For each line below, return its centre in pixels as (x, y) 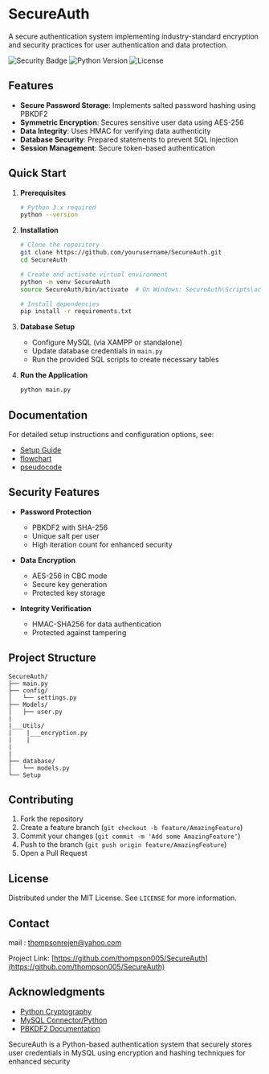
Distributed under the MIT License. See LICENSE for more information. (122, 898)
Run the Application (54, 375)
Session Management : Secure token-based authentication (117, 148)
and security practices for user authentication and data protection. (118, 44)
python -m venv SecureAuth (65, 282)
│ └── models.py (39, 768)
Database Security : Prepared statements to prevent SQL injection (129, 139)
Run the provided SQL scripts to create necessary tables (125, 360)
